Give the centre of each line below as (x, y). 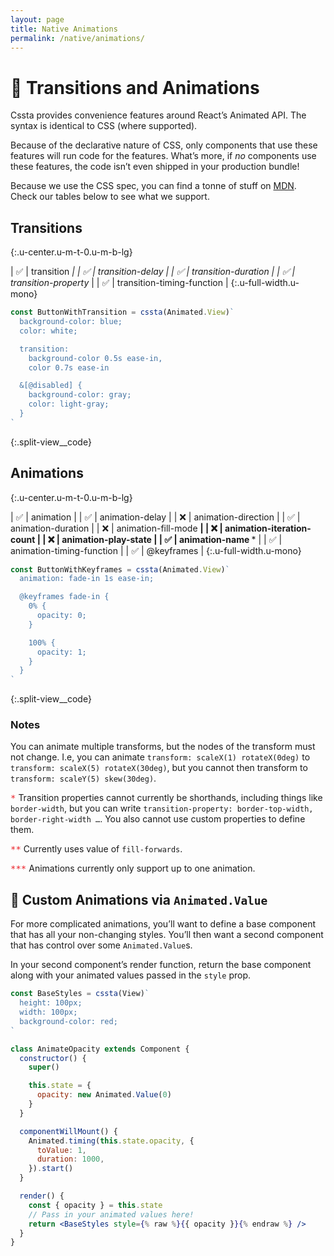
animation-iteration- (268, 528)
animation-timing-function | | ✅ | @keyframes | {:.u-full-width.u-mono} (156, 550)
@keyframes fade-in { (64, 597)
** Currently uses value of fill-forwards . (96, 849)
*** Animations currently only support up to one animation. (133, 868)
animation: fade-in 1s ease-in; (87, 579)
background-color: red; (68, 1021)
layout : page (37, 19)
